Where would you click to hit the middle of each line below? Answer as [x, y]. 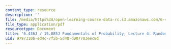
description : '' [22, 15]
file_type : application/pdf [35, 24]
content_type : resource [31, 10]
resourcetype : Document [31, 29]
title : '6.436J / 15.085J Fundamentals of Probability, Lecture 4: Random [86, 34]
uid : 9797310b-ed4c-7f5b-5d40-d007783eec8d [52, 39]
